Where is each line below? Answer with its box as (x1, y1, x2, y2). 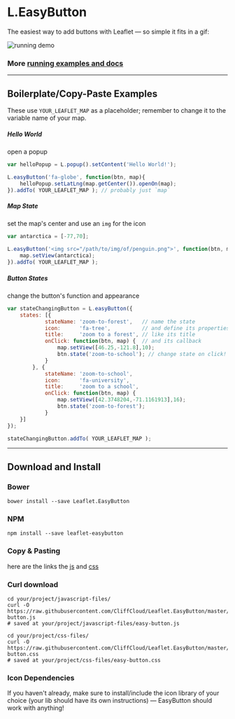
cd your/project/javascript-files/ (7, 596, 111, 603)
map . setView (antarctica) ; (20, 252, 96, 259)
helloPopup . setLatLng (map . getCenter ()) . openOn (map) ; (20, 180, 177, 187)
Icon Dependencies (7, 673, 75, 683)
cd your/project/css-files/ (7, 632, 90, 640)
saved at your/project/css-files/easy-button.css (13, 657, 161, 664)
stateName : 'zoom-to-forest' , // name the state (44, 318, 196, 325)
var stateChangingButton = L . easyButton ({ (7, 305, 133, 312)
